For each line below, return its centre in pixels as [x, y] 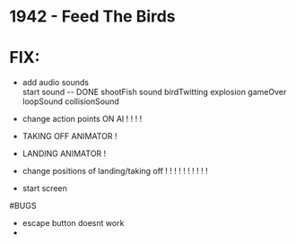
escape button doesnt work [73, 223]
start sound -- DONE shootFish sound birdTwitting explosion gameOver [154, 92]
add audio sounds [56, 83]
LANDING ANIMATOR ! [64, 153]
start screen [44, 188]
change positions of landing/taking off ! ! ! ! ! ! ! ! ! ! [115, 171]
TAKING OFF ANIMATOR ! [70, 136]
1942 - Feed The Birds [93, 17]
